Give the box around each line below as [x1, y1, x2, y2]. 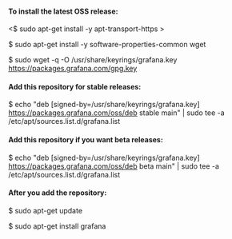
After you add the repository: [8, 188, 107, 197]
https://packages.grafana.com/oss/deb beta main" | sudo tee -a [8, 161, 220, 171]
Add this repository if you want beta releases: [8, 135, 164, 144]
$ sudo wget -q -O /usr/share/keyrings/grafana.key [8, 55, 178, 65]
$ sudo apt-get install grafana [8, 221, 106, 231]
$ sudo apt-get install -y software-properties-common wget [8, 40, 206, 50]
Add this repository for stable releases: [8, 82, 142, 91]
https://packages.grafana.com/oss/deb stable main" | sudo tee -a [8, 108, 226, 118]
